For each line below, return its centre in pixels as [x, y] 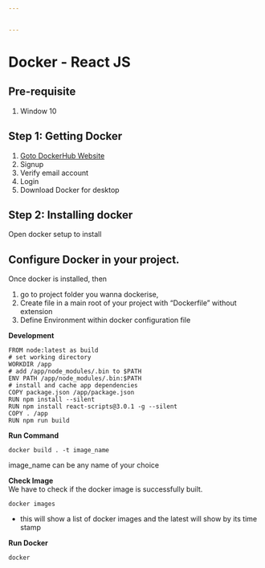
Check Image [31, 481]
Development [31, 336]
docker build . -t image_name [59, 451]
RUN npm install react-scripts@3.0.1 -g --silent [93, 407]
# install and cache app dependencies [73, 386]
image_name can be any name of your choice [84, 465]
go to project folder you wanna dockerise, [89, 295]
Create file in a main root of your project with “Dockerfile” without [128, 303]
